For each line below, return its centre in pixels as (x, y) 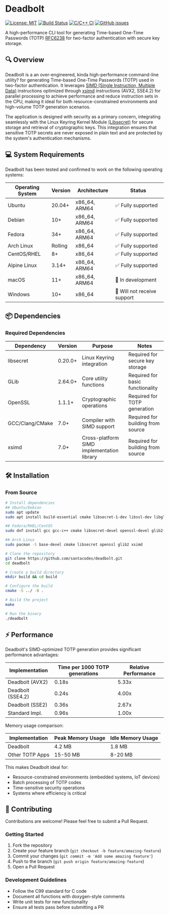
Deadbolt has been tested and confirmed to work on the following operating (84, 169)
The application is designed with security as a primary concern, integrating (83, 116)
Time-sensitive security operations (49, 788)
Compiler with (99, 420)
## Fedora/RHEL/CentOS (29, 526)
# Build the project (27, 600)
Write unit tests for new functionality (50, 902)
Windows (19, 294)
